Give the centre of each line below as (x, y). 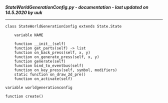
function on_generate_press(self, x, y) (57, 57)
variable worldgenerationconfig (39, 87)
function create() (24, 96)
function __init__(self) (40, 44)
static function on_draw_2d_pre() (50, 74)
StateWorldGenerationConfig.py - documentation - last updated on (77, 7)
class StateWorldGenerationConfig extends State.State (63, 26)
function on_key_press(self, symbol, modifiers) (66, 70)
